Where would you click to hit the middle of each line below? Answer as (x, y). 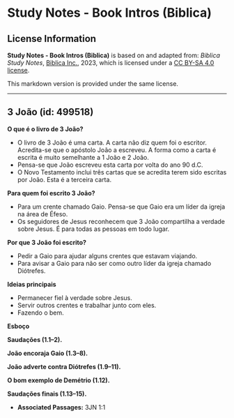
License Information (52, 39)
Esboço (18, 326)
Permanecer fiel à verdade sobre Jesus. (75, 297)
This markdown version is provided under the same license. (93, 84)
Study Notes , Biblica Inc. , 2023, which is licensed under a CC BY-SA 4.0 (111, 63)
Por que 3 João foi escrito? (47, 242)
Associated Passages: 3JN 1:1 (61, 407)
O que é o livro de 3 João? (45, 129)
